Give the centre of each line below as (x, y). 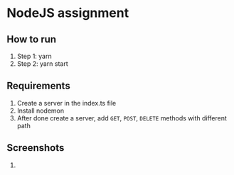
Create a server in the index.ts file (67, 103)
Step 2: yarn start (42, 64)
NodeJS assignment (68, 13)
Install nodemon (41, 111)
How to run (32, 39)
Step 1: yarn (34, 56)
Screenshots (36, 148)
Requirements (38, 86)
